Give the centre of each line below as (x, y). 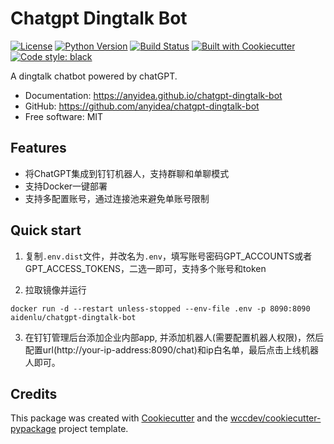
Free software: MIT (64, 116)
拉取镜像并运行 (55, 289)
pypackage (33, 429)
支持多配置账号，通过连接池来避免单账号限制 (117, 198)
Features (38, 148)
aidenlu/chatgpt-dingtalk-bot (73, 317)
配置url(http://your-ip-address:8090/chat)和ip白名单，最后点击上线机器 (171, 349)
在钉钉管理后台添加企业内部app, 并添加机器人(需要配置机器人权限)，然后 (174, 337)
